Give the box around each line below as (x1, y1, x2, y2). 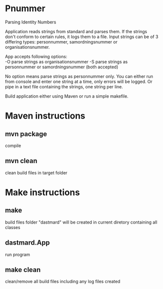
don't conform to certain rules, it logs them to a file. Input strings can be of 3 (5, 34, 159, 40)
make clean (5, 266, 41, 274)
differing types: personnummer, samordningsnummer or (5, 39, 118, 44)
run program (5, 251, 30, 257)
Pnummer (5, 3, 46, 14)
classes (5, 224, 20, 230)
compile (5, 143, 21, 148)
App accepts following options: (5, 53, 67, 59)
